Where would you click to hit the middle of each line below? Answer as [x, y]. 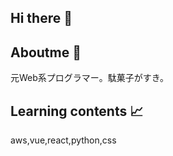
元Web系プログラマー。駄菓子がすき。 [89, 78]
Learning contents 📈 [77, 111]
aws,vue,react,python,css [63, 140]
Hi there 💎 [41, 18]
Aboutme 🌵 [46, 52]
